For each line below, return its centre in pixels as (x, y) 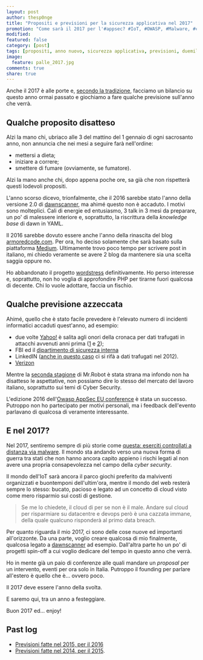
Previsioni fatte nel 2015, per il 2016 (59, 644)
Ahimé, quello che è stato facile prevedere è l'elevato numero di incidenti (97, 319)
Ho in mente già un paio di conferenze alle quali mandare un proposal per (98, 563)
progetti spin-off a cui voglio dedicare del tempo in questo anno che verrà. (99, 551)
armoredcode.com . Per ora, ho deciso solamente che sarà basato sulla (94, 242)
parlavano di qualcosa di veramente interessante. (68, 412)
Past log (22, 630)
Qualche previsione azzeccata (65, 305)
